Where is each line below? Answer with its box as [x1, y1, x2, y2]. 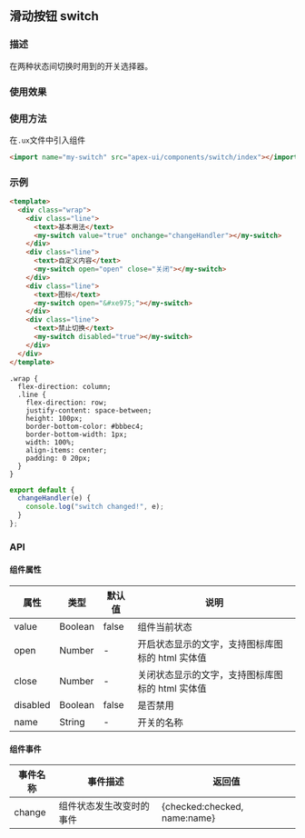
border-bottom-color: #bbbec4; [25, 422, 144, 431]
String [58, 716, 85, 729]
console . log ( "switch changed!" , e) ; [25, 503, 165, 512]
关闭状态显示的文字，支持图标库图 [137, 669, 283, 682]
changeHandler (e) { [17, 494, 92, 503]
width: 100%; [25, 437, 75, 447]
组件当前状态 [137, 621, 192, 633]
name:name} [162, 812, 216, 824]
